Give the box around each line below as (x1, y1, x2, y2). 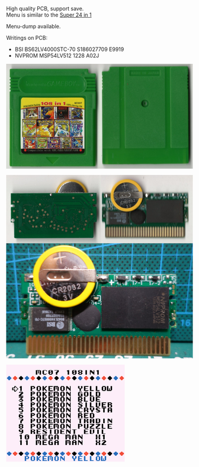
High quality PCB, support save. (6, 5, 84, 12)
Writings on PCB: (6, 34, 48, 41)
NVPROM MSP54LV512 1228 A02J (14, 52, 99, 59)
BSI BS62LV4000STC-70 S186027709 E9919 (14, 46, 124, 53)
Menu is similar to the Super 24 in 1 (6, 11, 92, 18)
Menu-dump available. (6, 23, 61, 30)
